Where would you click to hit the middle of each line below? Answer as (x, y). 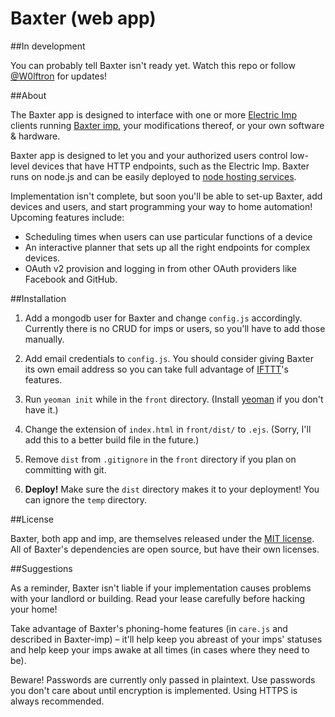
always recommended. (57, 701)
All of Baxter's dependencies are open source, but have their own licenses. (165, 549)
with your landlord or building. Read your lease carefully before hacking (157, 598)
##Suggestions (41, 568)
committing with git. (65, 469)
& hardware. (35, 136)
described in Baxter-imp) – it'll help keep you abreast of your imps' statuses (166, 639)
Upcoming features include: (67, 217)
